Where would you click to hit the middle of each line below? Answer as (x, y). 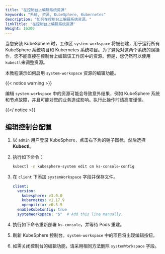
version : (26, 191)
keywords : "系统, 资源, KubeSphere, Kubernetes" (56, 15)
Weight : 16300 (20, 29)
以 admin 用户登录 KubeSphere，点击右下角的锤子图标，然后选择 (79, 140)
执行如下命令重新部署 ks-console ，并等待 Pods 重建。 (68, 224)
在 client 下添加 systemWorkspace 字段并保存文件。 (65, 177)
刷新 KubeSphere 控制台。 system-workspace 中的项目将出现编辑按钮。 (85, 235)
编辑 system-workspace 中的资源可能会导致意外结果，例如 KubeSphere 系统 (82, 94)
